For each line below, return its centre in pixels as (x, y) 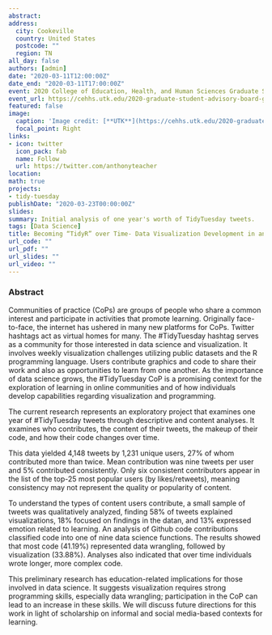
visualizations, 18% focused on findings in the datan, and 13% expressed (130, 520)
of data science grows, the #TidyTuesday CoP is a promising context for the (135, 379)
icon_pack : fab (41, 151)
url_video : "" (32, 264)
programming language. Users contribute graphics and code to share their (132, 362)
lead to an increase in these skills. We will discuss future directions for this (132, 604)
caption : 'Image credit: (57, 121)
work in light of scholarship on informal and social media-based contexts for (136, 613)
